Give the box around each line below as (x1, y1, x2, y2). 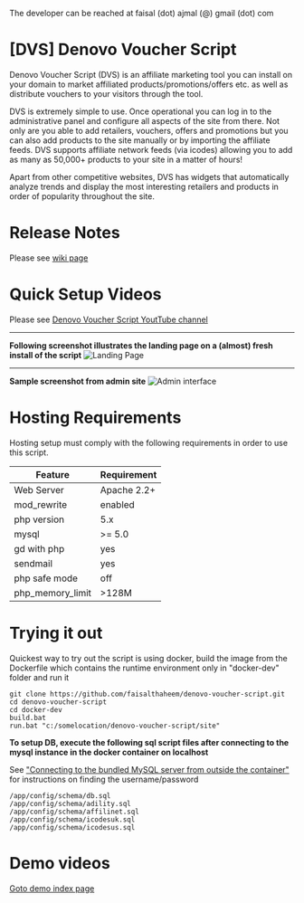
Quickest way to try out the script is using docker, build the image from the (9, 652, 288, 663)
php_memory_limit (14, 586, 92, 599)
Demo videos (9, 852, 110, 873)
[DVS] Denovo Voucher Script (9, 40, 237, 60)
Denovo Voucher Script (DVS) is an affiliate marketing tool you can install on (9, 69, 293, 80)
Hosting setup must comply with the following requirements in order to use (9, 437, 288, 448)
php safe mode (14, 572, 79, 585)
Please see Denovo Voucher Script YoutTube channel (9, 314, 208, 325)
